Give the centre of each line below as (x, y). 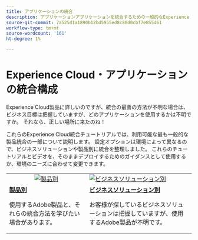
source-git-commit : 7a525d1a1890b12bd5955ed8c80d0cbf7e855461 (84, 22)
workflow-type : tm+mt (33, 28)
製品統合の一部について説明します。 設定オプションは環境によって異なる (94, 141)
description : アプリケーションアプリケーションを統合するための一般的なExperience (98, 17)
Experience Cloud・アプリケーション (97, 75)
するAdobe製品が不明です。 (128, 222)
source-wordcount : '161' (37, 34)
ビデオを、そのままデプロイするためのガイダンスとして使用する (109, 156)
